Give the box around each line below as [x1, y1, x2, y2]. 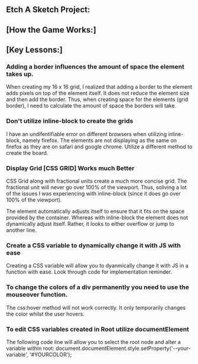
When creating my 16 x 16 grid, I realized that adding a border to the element [6, 83, 193, 90]
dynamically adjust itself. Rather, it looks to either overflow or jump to [6, 220, 174, 227]
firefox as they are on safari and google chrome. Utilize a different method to [6, 143, 193, 150]
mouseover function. [6, 291, 68, 299]
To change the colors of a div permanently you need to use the [6, 283, 189, 291]
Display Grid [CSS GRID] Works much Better [6, 164, 135, 172]
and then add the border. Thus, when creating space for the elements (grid [6, 96, 189, 103]
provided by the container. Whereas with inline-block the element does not [6, 214, 188, 221]
